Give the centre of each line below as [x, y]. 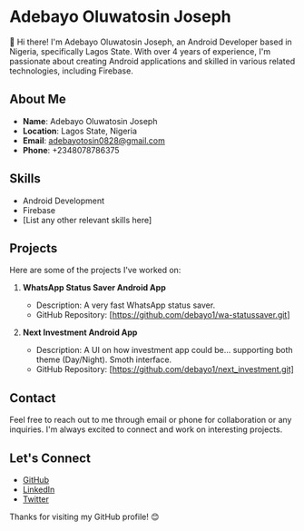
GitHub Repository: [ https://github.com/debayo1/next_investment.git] [165, 369]
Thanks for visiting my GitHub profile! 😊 [84, 516]
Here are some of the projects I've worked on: [95, 270]
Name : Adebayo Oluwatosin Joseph [90, 121]
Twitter [36, 499]
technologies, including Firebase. [71, 71]
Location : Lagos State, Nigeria [80, 131]
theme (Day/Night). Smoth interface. [104, 359]
